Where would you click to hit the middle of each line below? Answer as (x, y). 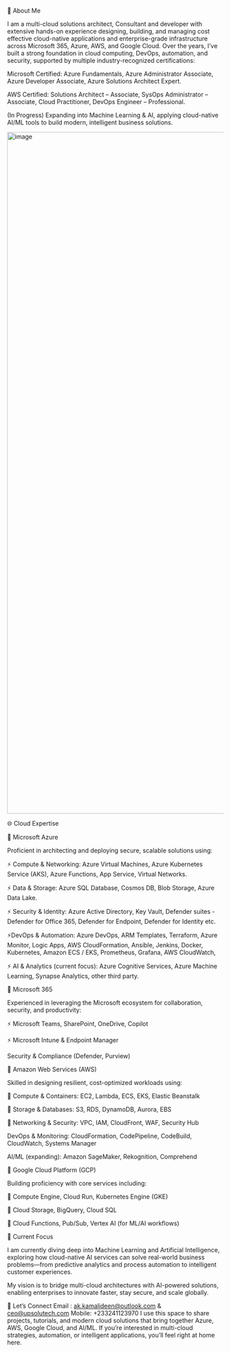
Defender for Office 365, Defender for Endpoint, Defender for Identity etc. (112, 921)
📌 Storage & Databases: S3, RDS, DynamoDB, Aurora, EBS (89, 1109)
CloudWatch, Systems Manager (52, 1143)
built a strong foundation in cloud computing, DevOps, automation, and (108, 53)
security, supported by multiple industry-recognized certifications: (101, 61)
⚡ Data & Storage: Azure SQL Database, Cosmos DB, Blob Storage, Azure (111, 888)
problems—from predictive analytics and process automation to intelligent (112, 1265)
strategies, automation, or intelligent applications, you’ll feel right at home (111, 1335)
